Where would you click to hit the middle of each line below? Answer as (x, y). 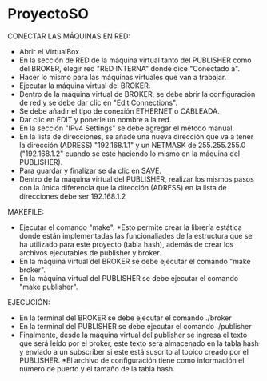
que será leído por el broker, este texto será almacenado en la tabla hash (139, 343)
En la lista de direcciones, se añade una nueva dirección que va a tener (136, 136)
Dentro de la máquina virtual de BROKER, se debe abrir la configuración (137, 94)
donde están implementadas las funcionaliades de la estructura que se (135, 235)
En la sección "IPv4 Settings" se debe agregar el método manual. (127, 128)
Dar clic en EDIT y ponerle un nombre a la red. (95, 119)
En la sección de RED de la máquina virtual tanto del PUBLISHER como (135, 60)
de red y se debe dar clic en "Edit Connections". (98, 102)
